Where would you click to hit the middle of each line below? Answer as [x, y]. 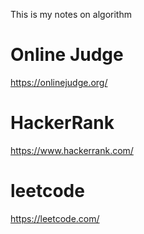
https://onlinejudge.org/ [59, 82]
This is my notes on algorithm [71, 14]
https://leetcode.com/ [55, 218]
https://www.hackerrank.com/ [72, 150]
